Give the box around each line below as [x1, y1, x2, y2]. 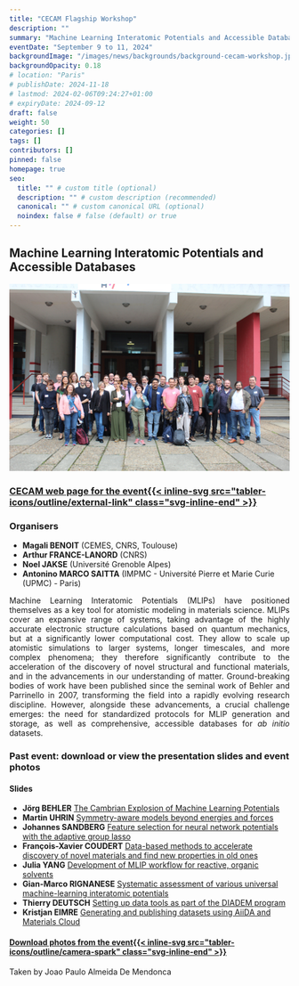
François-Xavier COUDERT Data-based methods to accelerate [21, 841, 254, 852]
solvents [21, 869, 53, 880]
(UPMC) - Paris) [21, 578, 82, 589]
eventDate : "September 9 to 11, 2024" [9, 43, 153, 52]
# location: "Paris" [9, 71, 86, 80]
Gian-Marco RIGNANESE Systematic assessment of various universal [21, 878, 279, 890]
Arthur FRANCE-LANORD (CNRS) [21, 550, 148, 560]
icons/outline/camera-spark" [9, 946, 121, 957]
